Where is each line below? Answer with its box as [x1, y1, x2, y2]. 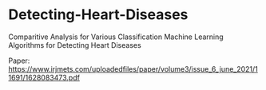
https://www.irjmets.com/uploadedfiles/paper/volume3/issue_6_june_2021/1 [8, 64, 258, 73]
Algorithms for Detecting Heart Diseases [8, 40, 141, 49]
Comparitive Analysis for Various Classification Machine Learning [8, 32, 224, 41]
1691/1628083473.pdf [8, 72, 80, 82]
